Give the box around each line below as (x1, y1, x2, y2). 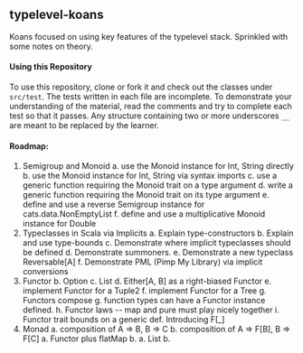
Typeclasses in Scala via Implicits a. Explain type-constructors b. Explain (22, 228, 294, 238)
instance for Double (22, 218, 97, 229)
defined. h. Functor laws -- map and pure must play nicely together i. (22, 304, 280, 315)
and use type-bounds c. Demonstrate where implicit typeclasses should (22, 237, 291, 248)
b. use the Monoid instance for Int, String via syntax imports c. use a (22, 171, 278, 181)
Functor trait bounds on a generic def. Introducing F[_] (22, 314, 225, 325)
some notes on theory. (9, 41, 93, 51)
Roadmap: (9, 140, 50, 152)
